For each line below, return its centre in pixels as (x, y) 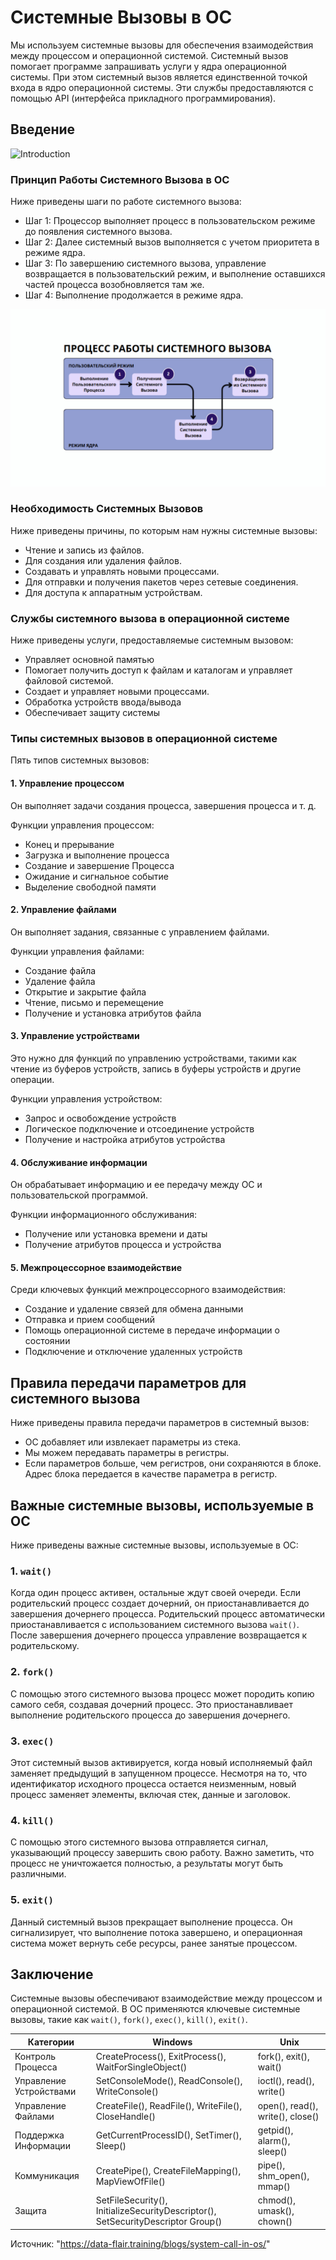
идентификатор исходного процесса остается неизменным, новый (153, 1783)
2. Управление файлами (63, 910)
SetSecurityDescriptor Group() (159, 2222)
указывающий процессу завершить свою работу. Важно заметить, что (162, 1853)
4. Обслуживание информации (79, 1162)
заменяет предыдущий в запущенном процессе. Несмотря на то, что (159, 1773)
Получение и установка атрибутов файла (113, 1013)
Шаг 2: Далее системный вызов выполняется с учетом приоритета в (172, 242)
